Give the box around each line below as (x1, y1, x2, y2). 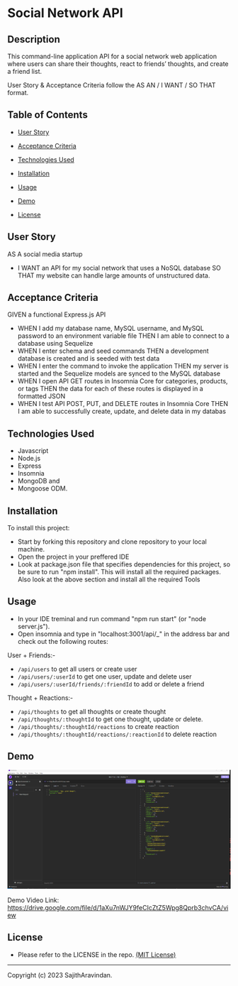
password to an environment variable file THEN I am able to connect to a (17, 332, 230, 340)
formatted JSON (17, 392, 66, 400)
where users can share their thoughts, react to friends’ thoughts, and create (7, 60, 229, 68)
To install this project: (7, 524, 70, 532)
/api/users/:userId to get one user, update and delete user (17, 672, 192, 681)
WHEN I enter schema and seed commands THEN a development (17, 346, 209, 356)
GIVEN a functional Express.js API (7, 310, 106, 319)
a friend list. (7, 67, 42, 75)
